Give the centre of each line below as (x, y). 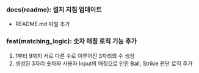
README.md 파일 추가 (42, 24)
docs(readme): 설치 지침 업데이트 (54, 9)
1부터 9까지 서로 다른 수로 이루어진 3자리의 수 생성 (75, 55)
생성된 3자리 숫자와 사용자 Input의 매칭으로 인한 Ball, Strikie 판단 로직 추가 (104, 63)
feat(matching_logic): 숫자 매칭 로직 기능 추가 (72, 41)
